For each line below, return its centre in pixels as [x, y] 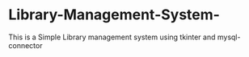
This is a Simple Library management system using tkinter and [112, 37]
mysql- [229, 37]
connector [25, 45]
